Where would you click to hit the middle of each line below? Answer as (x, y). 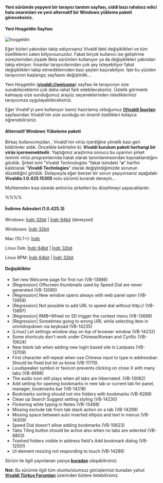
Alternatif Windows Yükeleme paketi (43, 131)
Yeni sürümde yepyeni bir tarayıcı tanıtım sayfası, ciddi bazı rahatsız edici (81, 7)
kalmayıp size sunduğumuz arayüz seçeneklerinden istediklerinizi (71, 95)
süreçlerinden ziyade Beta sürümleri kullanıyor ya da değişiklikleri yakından (80, 59)
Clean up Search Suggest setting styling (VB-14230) (65, 399)
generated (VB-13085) (35, 290)
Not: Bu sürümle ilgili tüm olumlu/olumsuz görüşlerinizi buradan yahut (75, 470)
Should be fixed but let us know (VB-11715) (55, 363)
